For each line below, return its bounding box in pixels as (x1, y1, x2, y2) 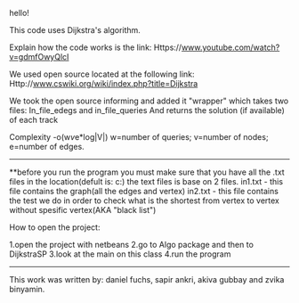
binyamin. (9, 284, 45, 294)
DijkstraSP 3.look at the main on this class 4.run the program (9, 249, 231, 259)
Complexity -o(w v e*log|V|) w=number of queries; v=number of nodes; (9, 132, 269, 142)
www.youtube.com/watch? (181, 42, 280, 53)
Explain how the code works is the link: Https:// (9, 42, 182, 53)
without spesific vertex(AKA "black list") (9, 205, 157, 215)
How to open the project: (9, 222, 101, 233)
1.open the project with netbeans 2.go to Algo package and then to (9, 240, 254, 250)
